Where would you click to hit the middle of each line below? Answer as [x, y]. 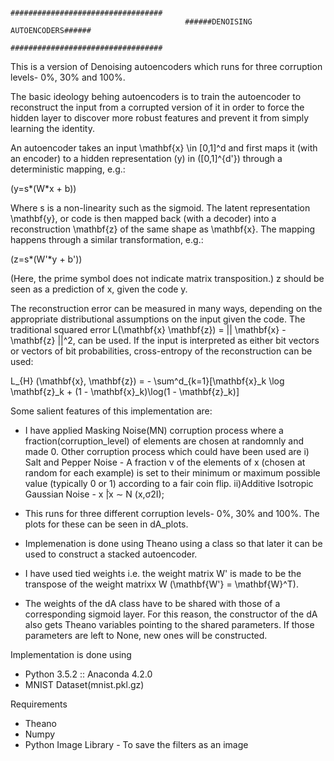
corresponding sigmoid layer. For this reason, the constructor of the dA [171, 614]
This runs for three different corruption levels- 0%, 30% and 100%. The [172, 513]
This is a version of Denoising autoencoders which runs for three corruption [166, 66]
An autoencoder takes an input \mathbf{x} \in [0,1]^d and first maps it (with [164, 148]
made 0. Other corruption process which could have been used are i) [167, 451]
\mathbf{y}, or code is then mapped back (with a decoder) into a [143, 218]
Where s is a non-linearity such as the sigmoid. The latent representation [160, 208]
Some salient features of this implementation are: [111, 411]
